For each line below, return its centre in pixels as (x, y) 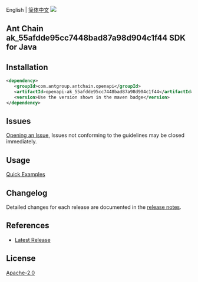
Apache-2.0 (21, 273)
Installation (27, 67)
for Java (22, 47)
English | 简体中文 (28, 10)
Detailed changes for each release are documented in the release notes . (94, 207)
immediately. (22, 142)
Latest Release (33, 240)
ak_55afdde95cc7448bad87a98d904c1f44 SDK (96, 38)
